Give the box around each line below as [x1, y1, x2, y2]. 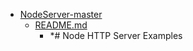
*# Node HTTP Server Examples [49, 30, 183, 41]
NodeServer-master [19, 9, 103, 20]
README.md [34, 19, 88, 31]
